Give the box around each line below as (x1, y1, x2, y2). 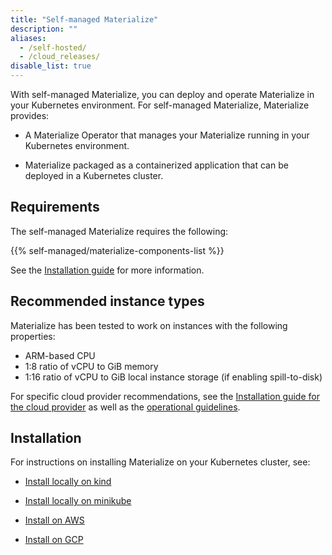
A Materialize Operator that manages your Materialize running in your (24, 129, 310, 141)
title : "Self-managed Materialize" (10, 14, 159, 25)
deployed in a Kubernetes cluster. (24, 170, 164, 181)
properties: (10, 330, 56, 342)
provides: (10, 110, 50, 121)
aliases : (10, 33, 47, 43)
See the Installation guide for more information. (10, 264, 205, 276)
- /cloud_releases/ (19, 52, 101, 62)
